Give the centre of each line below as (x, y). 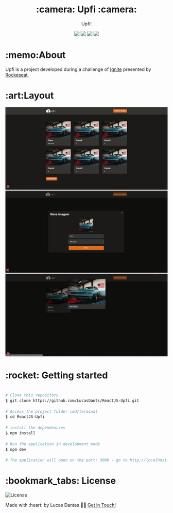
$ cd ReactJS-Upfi (25, 417)
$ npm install (21, 433)
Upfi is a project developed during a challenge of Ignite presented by (78, 69)
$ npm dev (16, 449)
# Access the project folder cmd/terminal (51, 411)
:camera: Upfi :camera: (86, 10)
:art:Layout (30, 96)
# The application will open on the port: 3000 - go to (66, 460)
